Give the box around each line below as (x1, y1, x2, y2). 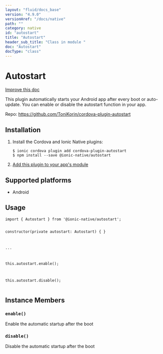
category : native (5, 26, 41, 31)
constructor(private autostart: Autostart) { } (5, 229, 106, 234)
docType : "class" (5, 49, 41, 54)
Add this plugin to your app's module (12, 162, 89, 168)
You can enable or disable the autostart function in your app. (21, 101, 147, 107)
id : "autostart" (5, 30, 39, 35)
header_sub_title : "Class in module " (5, 40, 86, 45)
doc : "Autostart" (5, 44, 41, 49)
